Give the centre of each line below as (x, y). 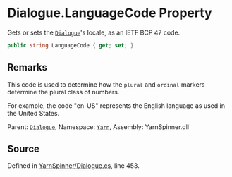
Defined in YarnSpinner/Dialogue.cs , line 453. (73, 166)
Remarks (28, 67)
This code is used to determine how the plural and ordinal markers (106, 84)
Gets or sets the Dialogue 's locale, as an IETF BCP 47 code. (94, 32)
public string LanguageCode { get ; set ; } (71, 45)
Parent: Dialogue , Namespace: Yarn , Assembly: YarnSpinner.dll (98, 127)
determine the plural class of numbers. (63, 92)
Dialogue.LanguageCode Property (110, 13)
